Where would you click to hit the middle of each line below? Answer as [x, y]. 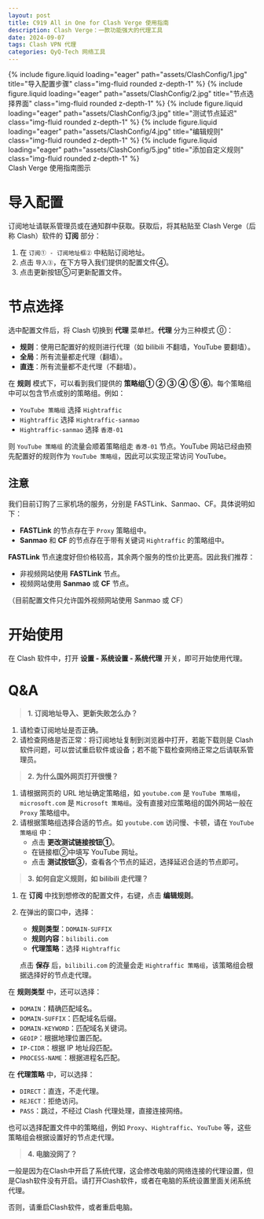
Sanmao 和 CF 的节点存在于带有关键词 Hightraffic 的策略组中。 [124, 540]
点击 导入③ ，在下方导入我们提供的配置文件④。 [96, 262]
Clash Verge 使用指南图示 [49, 168]
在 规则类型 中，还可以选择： [55, 992]
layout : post [29, 15]
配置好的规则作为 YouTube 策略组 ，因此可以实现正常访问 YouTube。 [123, 456]
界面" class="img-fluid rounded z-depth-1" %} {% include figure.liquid [129, 103]
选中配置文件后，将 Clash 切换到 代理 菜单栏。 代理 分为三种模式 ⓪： [121, 330]
